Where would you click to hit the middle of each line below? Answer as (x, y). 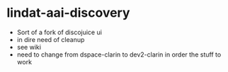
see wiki (29, 47)
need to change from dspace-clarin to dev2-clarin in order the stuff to (119, 55)
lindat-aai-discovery (68, 13)
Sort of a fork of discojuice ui (59, 32)
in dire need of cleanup (51, 39)
